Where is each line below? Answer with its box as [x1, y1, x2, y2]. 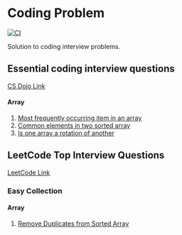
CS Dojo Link [7, 82, 45, 90]
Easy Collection [7, 186, 63, 196]
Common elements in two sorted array [17, 121, 131, 129]
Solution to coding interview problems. [7, 42, 121, 50]
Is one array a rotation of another [17, 129, 115, 137]
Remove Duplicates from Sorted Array [17, 219, 129, 228]
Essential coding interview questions [7, 62, 176, 75]
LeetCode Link [7, 168, 50, 177]
